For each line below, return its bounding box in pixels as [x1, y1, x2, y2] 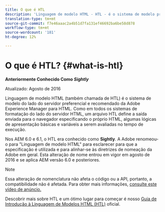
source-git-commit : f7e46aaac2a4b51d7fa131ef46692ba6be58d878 [5, 21, 135, 26]
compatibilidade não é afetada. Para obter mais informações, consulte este [5, 181, 157, 187]
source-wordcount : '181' [5, 30, 56, 35]
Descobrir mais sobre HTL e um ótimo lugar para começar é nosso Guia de [5, 196, 157, 202]
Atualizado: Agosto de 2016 [5, 85, 61, 91]
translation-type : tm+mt [5, 16, 56, 21]
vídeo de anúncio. [5, 186, 42, 192]
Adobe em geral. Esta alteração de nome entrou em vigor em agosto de [5, 152, 150, 158]
